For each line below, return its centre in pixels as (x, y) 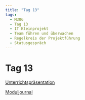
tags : (11, 15)
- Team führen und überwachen (41, 34)
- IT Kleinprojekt (29, 29)
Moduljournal (19, 92)
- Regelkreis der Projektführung (45, 39)
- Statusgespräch (28, 43)
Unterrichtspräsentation (30, 82)
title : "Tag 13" (22, 10)
